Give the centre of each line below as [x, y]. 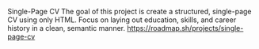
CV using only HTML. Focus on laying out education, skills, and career [122, 20]
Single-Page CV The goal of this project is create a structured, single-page [129, 11]
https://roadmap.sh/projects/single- [185, 28]
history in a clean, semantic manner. [67, 28]
